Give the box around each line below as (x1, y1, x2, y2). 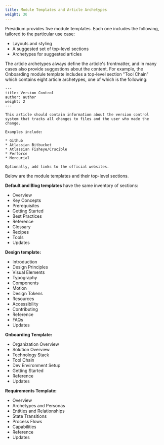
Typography (12, 274, 38, 280)
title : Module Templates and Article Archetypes (5, 7, 107, 12)
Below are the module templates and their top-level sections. (5, 173, 129, 179)
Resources (12, 296, 35, 302)
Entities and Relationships (12, 408, 65, 414)
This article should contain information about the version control (5, 112, 149, 117)
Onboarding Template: (5, 331, 53, 337)
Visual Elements (12, 269, 45, 275)
